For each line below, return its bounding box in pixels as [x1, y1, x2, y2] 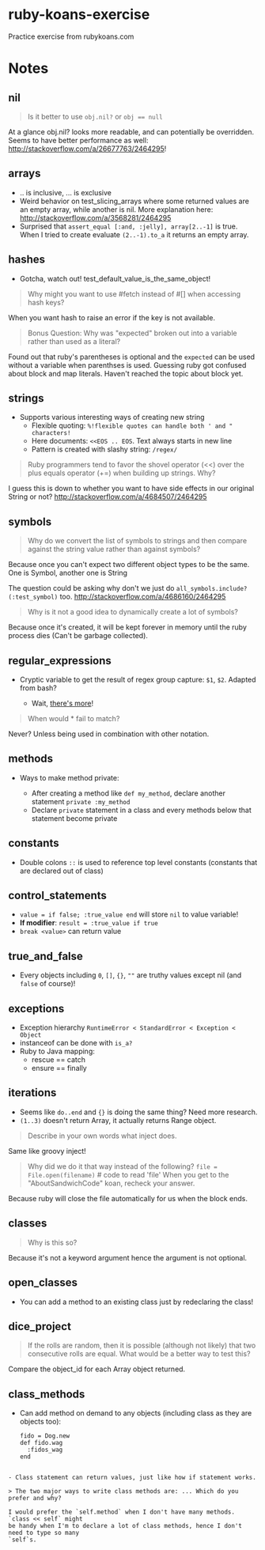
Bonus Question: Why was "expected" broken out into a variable [27, 328, 237, 338]
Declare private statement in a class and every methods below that [31, 805, 252, 815]
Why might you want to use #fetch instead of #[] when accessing [27, 289, 241, 298]
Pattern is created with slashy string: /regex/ [31, 444, 178, 454]
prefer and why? [8, 1495, 62, 1503]
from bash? [19, 683, 58, 693]
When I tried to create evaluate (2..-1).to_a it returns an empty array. [19, 229, 249, 239]
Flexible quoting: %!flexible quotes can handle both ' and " [31, 421, 233, 430]
